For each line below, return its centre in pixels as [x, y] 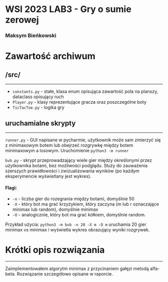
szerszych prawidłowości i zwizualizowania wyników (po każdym [72, 171]
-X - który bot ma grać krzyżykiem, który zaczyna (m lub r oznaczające [85, 204]
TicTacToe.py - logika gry [38, 107]
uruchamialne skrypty [40, 123]
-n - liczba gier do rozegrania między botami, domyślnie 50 [73, 199]
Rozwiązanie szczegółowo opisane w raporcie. [65, 274]
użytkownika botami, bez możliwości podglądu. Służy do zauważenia [76, 165]
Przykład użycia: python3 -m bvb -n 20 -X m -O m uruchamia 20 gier [76, 224]
